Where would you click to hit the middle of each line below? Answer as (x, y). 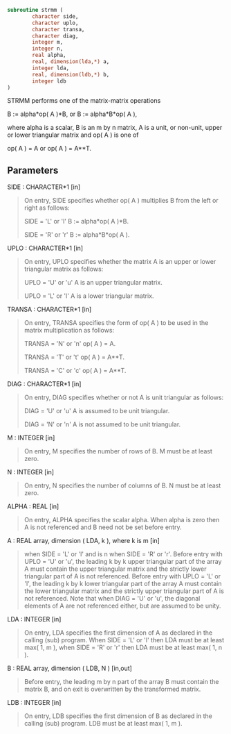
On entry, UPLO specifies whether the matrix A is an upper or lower (120, 262)
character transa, (58, 29)
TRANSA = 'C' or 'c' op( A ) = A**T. (75, 371)
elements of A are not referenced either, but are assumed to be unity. (122, 606)
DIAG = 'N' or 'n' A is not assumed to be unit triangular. (102, 424)
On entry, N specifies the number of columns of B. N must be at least (122, 485)
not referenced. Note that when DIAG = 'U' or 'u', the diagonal (112, 599)
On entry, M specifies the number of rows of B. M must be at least (118, 451)
